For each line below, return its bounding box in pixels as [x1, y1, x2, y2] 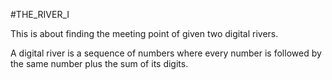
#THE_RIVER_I [10, 9, 70, 20]
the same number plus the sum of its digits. [10, 58, 189, 69]
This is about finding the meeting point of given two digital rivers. [10, 28, 279, 39]
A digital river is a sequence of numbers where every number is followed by [10, 47, 322, 59]
